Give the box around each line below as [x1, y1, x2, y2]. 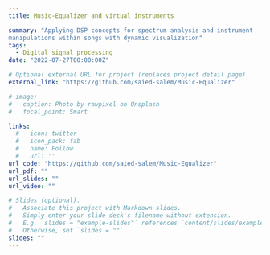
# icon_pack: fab [15, 138, 81, 146]
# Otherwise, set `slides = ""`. [8, 226, 128, 234]
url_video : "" [8, 182, 56, 190]
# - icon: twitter [15, 130, 78, 138]
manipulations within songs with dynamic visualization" [8, 34, 203, 42]
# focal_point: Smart [8, 108, 88, 116]
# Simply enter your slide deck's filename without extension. [8, 212, 231, 220]
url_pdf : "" [8, 167, 48, 175]
